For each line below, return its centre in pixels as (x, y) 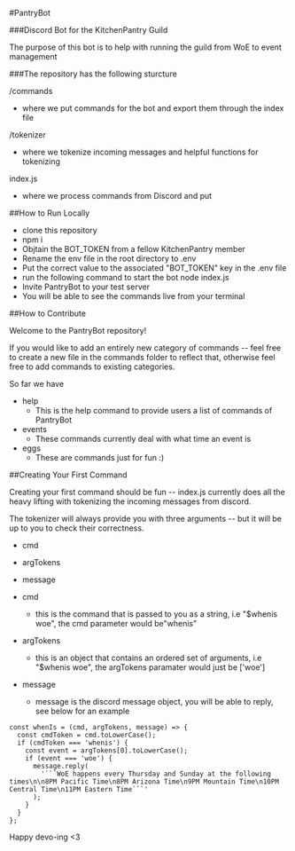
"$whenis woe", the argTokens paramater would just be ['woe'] (150, 667)
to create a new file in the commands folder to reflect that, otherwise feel (143, 357)
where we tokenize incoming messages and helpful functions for (140, 152)
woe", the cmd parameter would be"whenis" (116, 623)
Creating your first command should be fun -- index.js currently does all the (147, 492)
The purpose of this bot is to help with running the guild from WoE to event (145, 47)
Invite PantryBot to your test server (86, 287)
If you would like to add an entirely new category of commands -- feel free (145, 348)
